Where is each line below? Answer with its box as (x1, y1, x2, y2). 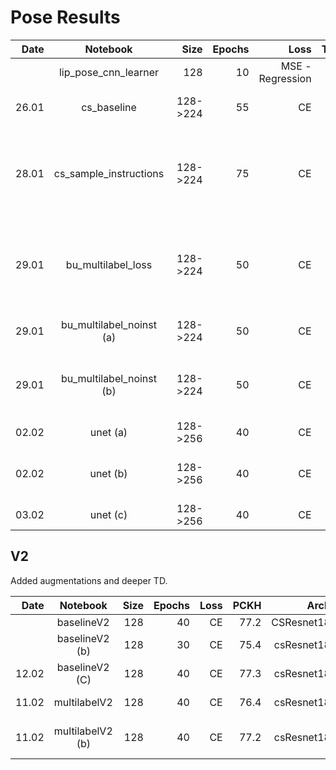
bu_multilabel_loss (65, 257, 153, 271)
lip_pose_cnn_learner (58, 65, 160, 79)
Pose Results (10, 6, 121, 29)
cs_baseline (81, 100, 137, 114)
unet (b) (89, 466, 128, 480)
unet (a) (89, 425, 128, 439)
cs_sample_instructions (53, 166, 165, 180)
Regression (258, 71, 312, 85)
